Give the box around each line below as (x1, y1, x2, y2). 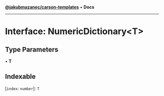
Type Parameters (5, 45, 59, 53)
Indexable (5, 72, 36, 81)
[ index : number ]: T (5, 85, 40, 91)
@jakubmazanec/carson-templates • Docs (5, 4, 95, 10)
